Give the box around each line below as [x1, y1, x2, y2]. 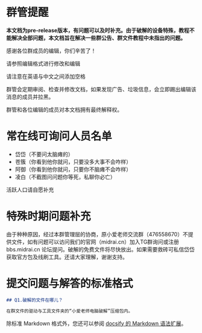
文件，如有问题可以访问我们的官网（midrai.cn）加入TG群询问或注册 [11, 238, 180, 245]
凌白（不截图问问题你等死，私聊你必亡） [14, 173, 116, 180]
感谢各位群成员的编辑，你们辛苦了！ [6, 47, 96, 54]
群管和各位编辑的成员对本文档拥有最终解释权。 [6, 106, 122, 113]
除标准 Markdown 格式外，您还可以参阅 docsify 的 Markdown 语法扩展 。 [6, 320, 187, 327]
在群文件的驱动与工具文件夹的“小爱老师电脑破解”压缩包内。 [6, 308, 133, 314]
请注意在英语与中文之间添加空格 [6, 73, 86, 80]
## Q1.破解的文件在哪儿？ [6, 297, 63, 303]
